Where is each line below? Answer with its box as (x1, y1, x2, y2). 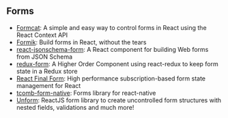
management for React (16, 81, 81, 89)
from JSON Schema (16, 53, 73, 61)
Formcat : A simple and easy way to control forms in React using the (16, 23, 207, 31)
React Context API (16, 31, 68, 39)
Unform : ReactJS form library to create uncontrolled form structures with (16, 95, 222, 104)
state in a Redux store (16, 67, 78, 75)
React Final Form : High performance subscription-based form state (16, 74, 206, 83)
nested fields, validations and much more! (16, 103, 134, 111)
